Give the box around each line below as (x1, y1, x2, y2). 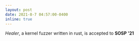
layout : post (5, 7, 32, 12)
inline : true (5, 16, 32, 21)
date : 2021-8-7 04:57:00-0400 (5, 12, 68, 17)
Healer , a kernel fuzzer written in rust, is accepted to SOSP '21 (5, 30, 134, 36)
